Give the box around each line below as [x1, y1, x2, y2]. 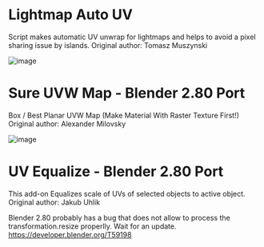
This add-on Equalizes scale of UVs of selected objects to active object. [8, 189, 246, 198]
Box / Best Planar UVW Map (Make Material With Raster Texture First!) [8, 110, 240, 120]
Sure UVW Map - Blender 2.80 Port [8, 84, 246, 102]
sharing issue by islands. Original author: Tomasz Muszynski [8, 40, 208, 50]
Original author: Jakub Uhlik [8, 197, 101, 207]
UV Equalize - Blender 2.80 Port [8, 162, 224, 181]
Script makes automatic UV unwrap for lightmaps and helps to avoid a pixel [8, 32, 256, 42]
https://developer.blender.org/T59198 [8, 229, 132, 239]
